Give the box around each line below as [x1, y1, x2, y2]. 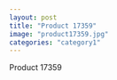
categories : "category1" [9, 37, 101, 47]
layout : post [9, 12, 58, 22]
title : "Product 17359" [9, 21, 97, 30]
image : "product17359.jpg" [9, 29, 109, 38]
